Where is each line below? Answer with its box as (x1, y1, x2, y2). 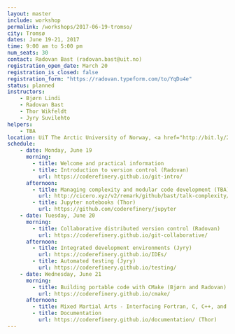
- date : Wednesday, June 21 (20, 270, 101, 277)
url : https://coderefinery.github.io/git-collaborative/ (38, 232, 208, 239)
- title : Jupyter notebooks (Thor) (32, 199, 136, 207)
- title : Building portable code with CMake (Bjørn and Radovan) (32, 284, 227, 291)
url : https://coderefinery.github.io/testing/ (38, 264, 177, 271)
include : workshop (7, 17, 61, 24)
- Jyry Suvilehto (20, 114, 71, 121)
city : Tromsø (7, 29, 45, 37)
